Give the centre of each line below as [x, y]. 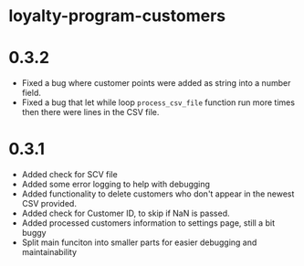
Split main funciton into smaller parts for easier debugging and [139, 242]
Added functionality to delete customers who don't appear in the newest [158, 194]
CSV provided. [49, 204]
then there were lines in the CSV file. [90, 112]
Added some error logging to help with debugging [116, 185]
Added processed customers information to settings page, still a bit [148, 223]
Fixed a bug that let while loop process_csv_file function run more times [158, 102]
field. [31, 93]
